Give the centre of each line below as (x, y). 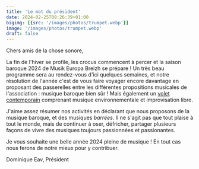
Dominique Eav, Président (38, 160)
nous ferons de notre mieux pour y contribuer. (62, 148)
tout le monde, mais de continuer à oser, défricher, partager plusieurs (91, 124)
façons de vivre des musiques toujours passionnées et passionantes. (91, 130)
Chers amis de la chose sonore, (45, 50)
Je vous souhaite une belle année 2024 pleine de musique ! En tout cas (94, 142)
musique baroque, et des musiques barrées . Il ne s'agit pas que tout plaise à (100, 118)
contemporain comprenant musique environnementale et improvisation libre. (99, 100)
